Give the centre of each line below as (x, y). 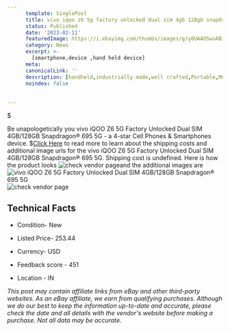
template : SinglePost (56, 13)
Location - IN (36, 278)
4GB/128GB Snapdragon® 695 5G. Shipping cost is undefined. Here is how (113, 158)
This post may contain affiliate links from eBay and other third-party (104, 291)
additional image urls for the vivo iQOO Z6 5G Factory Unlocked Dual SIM (111, 150)
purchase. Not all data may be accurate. (64, 320)
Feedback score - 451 (48, 265)
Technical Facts (42, 208)
